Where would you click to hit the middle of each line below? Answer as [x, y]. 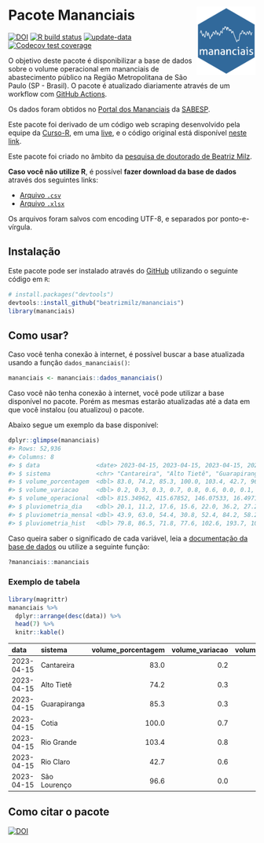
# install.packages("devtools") [61, 294]
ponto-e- [235, 218]
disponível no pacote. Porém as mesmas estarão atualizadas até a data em [129, 401]
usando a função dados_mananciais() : [69, 363]
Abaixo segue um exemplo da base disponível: [83, 425]
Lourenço [56, 785]
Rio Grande [59, 742]
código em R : [29, 279]
